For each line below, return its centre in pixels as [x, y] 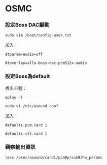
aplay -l [14, 97]
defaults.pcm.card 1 [26, 125]
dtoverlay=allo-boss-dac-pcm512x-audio [46, 63]
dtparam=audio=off [24, 55]
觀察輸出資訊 [20, 147]
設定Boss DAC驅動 [27, 25]
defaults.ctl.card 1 [26, 133]
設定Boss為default [28, 76]
